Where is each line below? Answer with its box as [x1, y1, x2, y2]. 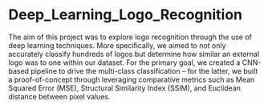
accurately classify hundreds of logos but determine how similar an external [8, 49, 260, 59]
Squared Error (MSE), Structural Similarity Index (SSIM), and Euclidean [8, 83, 242, 93]
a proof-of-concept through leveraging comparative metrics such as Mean [8, 75, 255, 84]
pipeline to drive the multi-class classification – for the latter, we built [30, 66, 258, 75]
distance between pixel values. [8, 91, 111, 101]
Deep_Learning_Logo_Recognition [8, 6, 243, 24]
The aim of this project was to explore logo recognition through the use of [8, 32, 253, 42]
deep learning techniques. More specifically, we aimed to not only [8, 40, 226, 50]
